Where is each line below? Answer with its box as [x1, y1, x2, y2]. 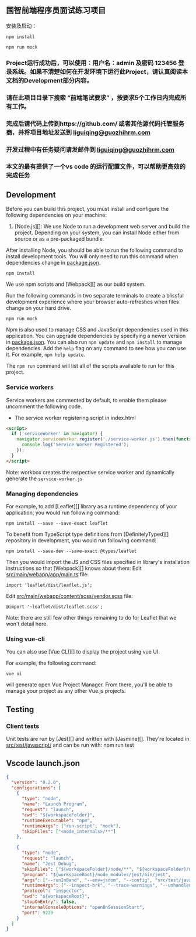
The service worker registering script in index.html [14, 414, 136, 421]
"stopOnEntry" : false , [21, 899, 77, 905]
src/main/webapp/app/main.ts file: [6, 570, 89, 578]
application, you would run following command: [6, 509, 120, 516]
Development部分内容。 [24, 76, 93, 84]
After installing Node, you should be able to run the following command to [6, 247, 184, 254]
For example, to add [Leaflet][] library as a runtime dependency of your [6, 502, 177, 509]
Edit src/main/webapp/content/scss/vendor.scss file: [6, 592, 133, 599]
